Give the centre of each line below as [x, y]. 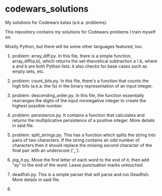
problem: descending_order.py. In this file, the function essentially [78, 95]
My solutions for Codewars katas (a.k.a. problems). [56, 22]
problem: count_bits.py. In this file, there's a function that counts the [81, 81]
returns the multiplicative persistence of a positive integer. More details [83, 120]
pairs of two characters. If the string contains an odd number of [76, 140]
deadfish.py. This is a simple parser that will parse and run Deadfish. [81, 174]
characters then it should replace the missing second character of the [82, 145]
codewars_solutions [47, 9]
